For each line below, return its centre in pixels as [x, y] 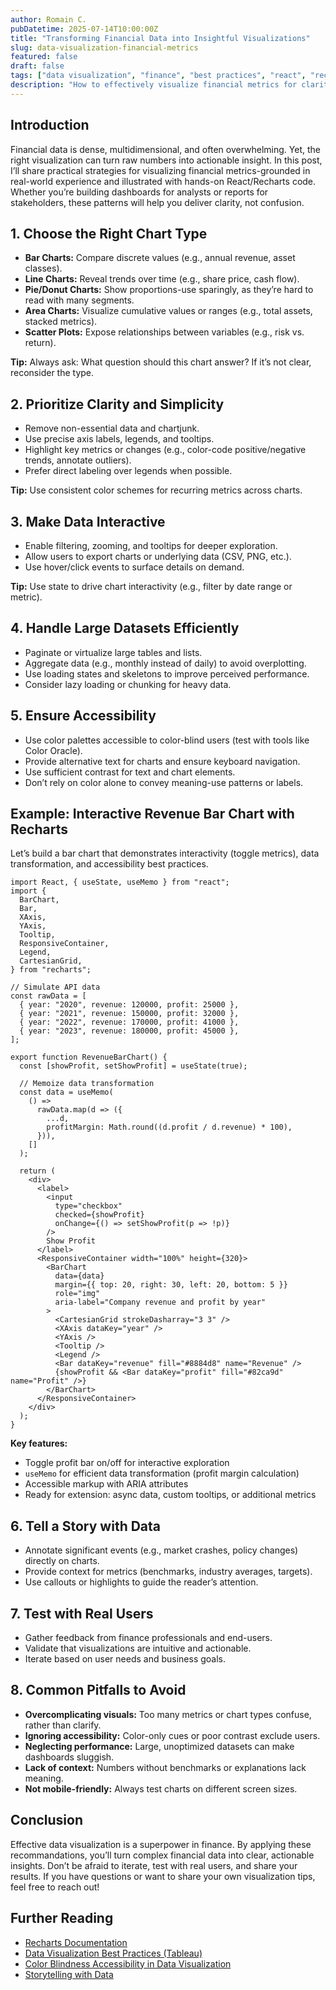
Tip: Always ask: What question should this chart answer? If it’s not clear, [161, 362]
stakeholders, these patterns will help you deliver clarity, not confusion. [157, 202]
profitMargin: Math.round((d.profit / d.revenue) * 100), [169, 1127]
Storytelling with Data [69, 1974]
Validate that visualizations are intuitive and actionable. [138, 1648]
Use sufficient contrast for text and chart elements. [130, 772]
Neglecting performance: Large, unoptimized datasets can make [159, 1746]
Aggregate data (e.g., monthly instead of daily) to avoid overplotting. [165, 663]
